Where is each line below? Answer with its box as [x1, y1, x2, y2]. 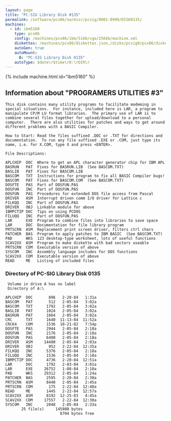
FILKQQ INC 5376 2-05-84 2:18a [5, 349, 97, 354]
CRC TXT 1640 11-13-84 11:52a [5, 317, 97, 323]
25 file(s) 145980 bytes [21, 407, 83, 412]
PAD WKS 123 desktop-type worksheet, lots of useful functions [5, 236, 156, 241]
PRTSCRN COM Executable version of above [5, 245, 99, 250]
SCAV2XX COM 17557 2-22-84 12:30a [5, 398, 97, 403]
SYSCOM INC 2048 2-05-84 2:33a [5, 402, 97, 407]
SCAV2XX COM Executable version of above [5, 254, 99, 259]
